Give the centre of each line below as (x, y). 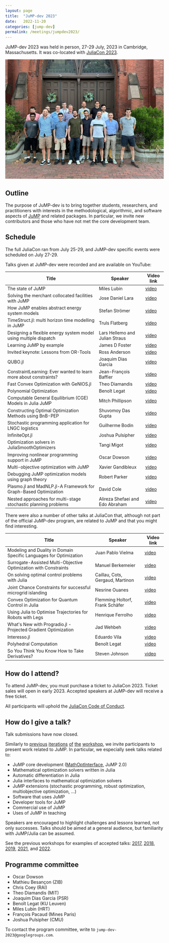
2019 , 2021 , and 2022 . (28, 848)
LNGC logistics (23, 428)
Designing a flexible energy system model (51, 333)
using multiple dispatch (31, 338)
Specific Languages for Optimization (45, 555)
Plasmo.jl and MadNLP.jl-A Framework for (51, 486)
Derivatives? (20, 656)
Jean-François (114, 371)
